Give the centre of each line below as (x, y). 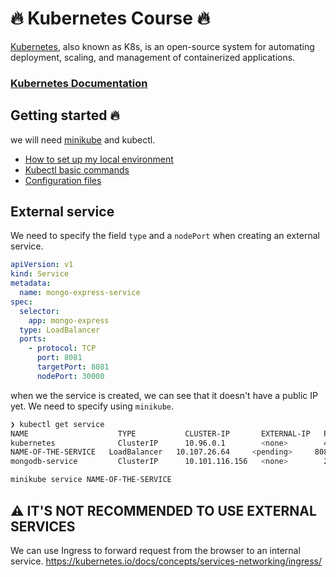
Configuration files (63, 180)
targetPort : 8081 (73, 367)
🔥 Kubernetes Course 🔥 (110, 18)
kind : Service (40, 274)
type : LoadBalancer (60, 330)
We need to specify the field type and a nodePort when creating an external (165, 236)
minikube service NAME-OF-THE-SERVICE (91, 480)
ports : (33, 339)
